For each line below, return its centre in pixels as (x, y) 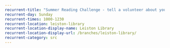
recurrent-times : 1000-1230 (35, 19)
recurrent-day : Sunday (29, 14)
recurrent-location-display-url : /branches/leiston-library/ (71, 33)
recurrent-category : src (31, 38)
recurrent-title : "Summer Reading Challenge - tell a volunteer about (81, 10)
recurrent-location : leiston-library (45, 24)
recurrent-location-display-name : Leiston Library (59, 28)
